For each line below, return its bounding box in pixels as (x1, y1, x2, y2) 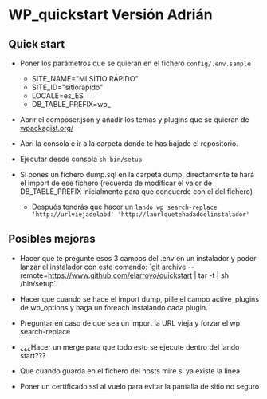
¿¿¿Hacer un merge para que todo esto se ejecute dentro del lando (19, 342, 240, 352)
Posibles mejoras (8, 232, 96, 246)
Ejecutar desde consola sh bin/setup (19, 154, 143, 164)
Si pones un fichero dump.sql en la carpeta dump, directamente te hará (19, 170, 255, 179)
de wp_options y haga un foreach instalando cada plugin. (19, 302, 209, 312)
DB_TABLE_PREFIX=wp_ (31, 100, 112, 109)
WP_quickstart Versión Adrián (8, 6, 213, 24)
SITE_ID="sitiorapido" (31, 82, 104, 92)
